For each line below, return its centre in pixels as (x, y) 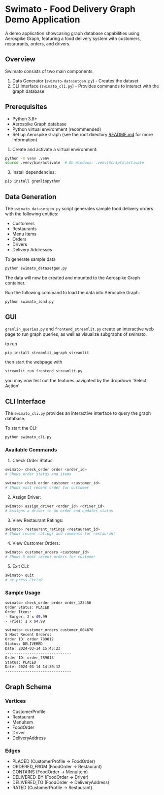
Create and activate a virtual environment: (55, 149)
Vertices (16, 701)
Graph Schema (28, 687)
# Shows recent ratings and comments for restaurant (60, 534)
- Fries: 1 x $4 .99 (25, 621)
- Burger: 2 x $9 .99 (26, 616)
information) (25, 140)
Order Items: (18, 612)
